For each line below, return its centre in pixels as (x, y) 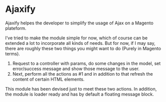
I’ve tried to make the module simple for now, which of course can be (76, 38)
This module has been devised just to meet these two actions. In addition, (81, 89)
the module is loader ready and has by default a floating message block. (79, 94)
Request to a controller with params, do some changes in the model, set (86, 63)
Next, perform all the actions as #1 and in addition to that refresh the (83, 74)
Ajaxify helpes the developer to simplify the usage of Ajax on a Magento (79, 23)
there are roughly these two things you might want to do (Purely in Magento (83, 48)
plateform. (16, 28)
